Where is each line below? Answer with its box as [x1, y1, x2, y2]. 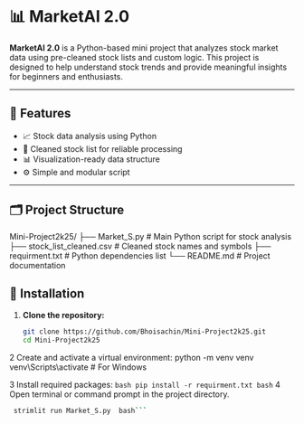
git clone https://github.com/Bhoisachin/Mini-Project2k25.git [22, 327, 267, 336]
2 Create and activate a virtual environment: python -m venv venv [9, 353, 254, 363]
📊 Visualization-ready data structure [22, 154, 160, 165]
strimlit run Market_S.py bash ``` [13, 407, 147, 416]
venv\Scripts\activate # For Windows [9, 362, 147, 372]
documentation [9, 259, 66, 270]
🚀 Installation [9, 286, 85, 301]
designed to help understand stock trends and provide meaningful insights [9, 61, 288, 72]
